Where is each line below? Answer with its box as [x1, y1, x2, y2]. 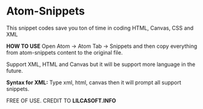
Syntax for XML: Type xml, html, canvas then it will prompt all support [6, 79, 182, 86]
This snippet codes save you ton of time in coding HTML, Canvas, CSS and [6, 24, 194, 31]
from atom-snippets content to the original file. [6, 48, 123, 56]
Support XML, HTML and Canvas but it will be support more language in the [6, 61, 196, 68]
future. [6, 67, 23, 74]
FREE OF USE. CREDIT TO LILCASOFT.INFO [6, 97, 116, 104]
